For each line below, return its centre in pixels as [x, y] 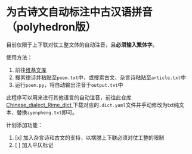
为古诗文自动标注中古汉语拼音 [80, 12]
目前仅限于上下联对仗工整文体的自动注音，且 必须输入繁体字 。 [82, 45]
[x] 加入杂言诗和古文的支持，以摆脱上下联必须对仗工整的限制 [89, 137]
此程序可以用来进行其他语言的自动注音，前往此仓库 [69, 97]
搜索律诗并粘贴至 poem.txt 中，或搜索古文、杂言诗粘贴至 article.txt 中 [100, 77]
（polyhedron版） [51, 27]
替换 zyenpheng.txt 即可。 [47, 112]
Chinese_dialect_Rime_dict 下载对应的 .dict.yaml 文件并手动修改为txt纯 [93, 105]
